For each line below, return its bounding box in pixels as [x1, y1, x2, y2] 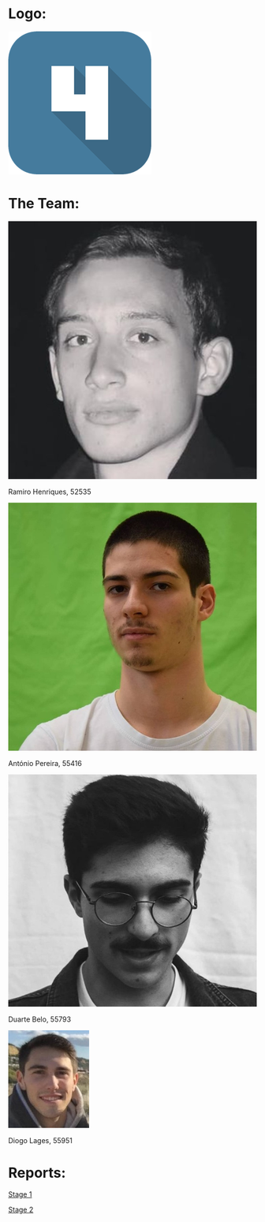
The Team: [8, 195, 80, 213]
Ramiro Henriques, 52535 [8, 487, 91, 497]
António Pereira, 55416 [8, 758, 83, 768]
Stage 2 [8, 1205, 34, 1215]
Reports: [8, 1164, 66, 1182]
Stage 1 [8, 1190, 32, 1199]
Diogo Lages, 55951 [8, 1136, 73, 1145]
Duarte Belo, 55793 [8, 1015, 72, 1024]
